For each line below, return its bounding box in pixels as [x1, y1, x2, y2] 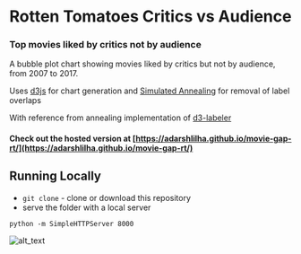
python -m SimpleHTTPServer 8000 [9, 219, 134, 228]
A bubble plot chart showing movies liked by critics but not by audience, [9, 58, 276, 69]
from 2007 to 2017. [9, 68, 79, 79]
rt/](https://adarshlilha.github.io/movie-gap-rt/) [9, 143, 193, 153]
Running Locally [9, 169, 101, 184]
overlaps [9, 95, 42, 106]
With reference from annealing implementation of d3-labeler [9, 112, 232, 123]
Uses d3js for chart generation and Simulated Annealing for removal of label [9, 85, 290, 96]
